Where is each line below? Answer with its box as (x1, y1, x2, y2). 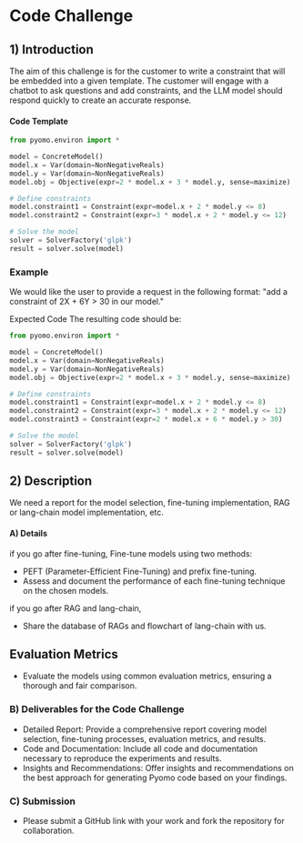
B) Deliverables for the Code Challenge (9, 703, 185, 716)
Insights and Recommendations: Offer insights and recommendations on (22, 762, 294, 773)
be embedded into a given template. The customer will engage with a (9, 75, 269, 86)
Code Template (9, 115, 68, 126)
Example (9, 266, 49, 278)
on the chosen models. (22, 585, 109, 596)
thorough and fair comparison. (22, 680, 137, 691)
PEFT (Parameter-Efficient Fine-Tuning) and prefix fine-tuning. (22, 566, 258, 577)
